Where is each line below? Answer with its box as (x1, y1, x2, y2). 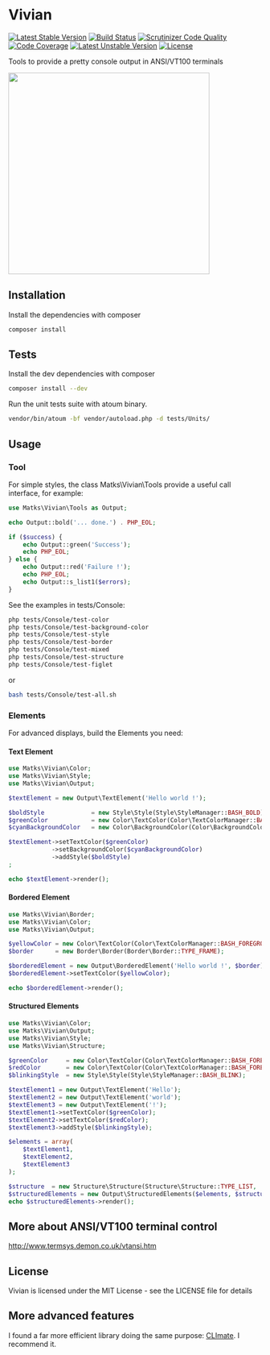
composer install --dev (8, 384, 88, 393)
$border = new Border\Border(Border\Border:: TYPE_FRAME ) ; (8, 947, 225, 956)
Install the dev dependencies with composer (8, 369, 155, 379)
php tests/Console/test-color (8, 615, 110, 624)
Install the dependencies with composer (8, 310, 141, 319)
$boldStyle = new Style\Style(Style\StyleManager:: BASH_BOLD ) (8, 808, 264, 817)
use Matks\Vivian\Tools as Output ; (8, 504, 128, 512)
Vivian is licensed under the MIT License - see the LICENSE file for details (8, 1286, 253, 1295)
